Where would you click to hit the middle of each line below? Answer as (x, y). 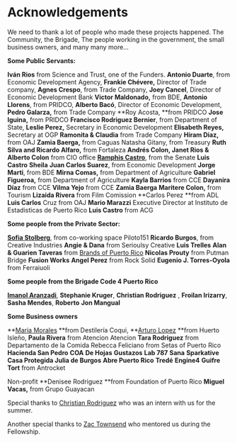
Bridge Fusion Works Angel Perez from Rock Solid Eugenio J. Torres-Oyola (118, 260)
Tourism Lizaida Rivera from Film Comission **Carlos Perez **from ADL (113, 195)
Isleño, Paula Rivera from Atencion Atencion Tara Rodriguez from (103, 337)
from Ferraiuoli (29, 267)
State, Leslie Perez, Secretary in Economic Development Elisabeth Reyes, (116, 127)
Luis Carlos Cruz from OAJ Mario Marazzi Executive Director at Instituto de (118, 202)
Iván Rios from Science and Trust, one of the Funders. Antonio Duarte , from (119, 74)
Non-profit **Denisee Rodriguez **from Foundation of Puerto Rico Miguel (116, 381)
